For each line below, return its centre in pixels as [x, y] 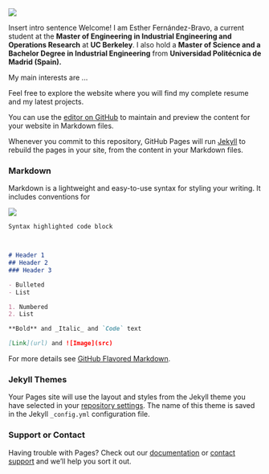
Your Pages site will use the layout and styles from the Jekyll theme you [127, 397]
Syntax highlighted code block [61, 227]
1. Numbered [28, 307]
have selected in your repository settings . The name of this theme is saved [132, 406]
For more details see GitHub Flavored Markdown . [90, 359]
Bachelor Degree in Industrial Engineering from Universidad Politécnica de [135, 53]
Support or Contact [47, 435]
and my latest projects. [46, 101]
